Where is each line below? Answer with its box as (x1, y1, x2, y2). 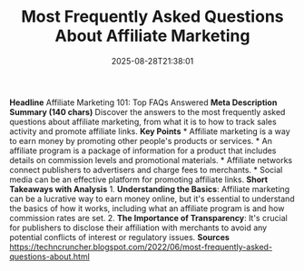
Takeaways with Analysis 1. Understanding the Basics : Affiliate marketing (9, 183, 290, 194)
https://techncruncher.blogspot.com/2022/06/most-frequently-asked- (9, 241, 273, 252)
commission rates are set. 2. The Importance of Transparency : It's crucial (9, 212, 288, 223)
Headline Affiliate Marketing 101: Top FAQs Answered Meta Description (9, 97, 278, 108)
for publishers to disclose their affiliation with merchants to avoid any (9, 222, 268, 233)
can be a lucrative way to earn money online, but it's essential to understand (9, 193, 295, 204)
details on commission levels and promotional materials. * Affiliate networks (9, 154, 293, 165)
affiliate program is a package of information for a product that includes (9, 145, 277, 156)
